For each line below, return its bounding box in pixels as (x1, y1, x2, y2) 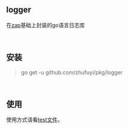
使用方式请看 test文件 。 (6, 116, 63, 124)
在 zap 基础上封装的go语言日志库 (6, 21, 85, 29)
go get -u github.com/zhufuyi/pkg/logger (20, 68, 123, 76)
